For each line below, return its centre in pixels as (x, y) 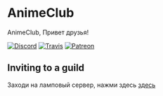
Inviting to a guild (46, 68)
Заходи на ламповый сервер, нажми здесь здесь (81, 85)
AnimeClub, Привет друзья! (48, 32)
